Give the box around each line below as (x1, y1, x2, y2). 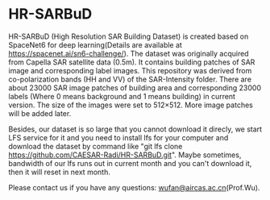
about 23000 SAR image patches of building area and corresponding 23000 (8, 82, 262, 93)
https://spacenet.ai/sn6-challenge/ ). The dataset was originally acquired (8, 48, 249, 58)
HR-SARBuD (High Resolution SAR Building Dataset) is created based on (8, 31, 249, 41)
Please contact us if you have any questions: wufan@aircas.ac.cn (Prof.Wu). (8, 182, 260, 192)
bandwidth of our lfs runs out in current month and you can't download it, (8, 158, 252, 168)
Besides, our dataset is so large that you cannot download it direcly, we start (8, 124, 263, 134)
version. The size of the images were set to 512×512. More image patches (8, 100, 254, 110)
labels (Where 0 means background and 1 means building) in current (8, 91, 236, 101)
